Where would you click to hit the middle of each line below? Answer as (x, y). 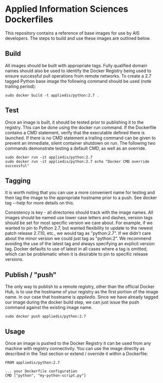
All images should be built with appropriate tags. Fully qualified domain (76, 65)
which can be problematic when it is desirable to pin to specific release (76, 254)
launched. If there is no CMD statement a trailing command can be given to (81, 138)
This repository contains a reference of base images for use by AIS (72, 33)
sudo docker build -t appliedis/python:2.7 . (52, 95)
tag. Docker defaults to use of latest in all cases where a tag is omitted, (76, 249)
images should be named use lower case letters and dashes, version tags (79, 218)
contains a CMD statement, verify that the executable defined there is (75, 132)
